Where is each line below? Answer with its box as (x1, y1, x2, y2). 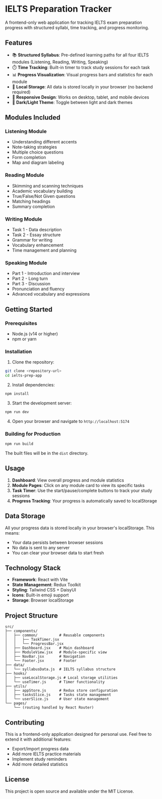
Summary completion (12, 203, 55, 209)
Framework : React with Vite (12, 577, 68, 583)
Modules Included (5, 113, 60, 122)
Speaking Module (5, 259, 47, 266)
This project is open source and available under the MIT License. (5, 788, 134, 794)
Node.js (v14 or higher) (12, 331, 58, 337)
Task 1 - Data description (12, 227, 62, 233)
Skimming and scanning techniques (12, 183, 84, 189)
